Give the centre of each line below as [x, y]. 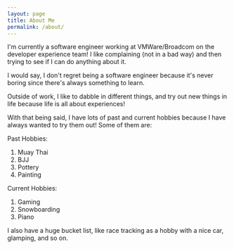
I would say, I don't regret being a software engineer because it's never [110, 75]
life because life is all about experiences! [66, 104]
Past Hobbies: [27, 139]
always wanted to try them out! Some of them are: [80, 125]
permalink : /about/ [36, 27]
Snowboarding [39, 210]
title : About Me [31, 20]
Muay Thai [33, 153]
